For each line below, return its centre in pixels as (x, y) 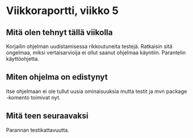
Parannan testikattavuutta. (38, 130)
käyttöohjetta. (23, 59)
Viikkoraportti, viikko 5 (62, 11)
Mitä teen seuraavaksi (47, 116)
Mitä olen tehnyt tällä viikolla (59, 32)
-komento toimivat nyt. (33, 97)
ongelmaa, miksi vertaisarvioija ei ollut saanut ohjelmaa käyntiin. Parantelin (96, 53)
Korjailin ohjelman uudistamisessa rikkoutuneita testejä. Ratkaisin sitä (89, 46)
